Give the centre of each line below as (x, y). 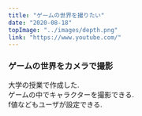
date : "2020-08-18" (40, 23)
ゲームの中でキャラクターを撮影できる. (71, 94)
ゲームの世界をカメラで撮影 (61, 66)
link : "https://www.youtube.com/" (65, 37)
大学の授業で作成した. (44, 85)
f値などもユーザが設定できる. (55, 104)
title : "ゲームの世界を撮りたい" (56, 15)
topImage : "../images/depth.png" (63, 30)
